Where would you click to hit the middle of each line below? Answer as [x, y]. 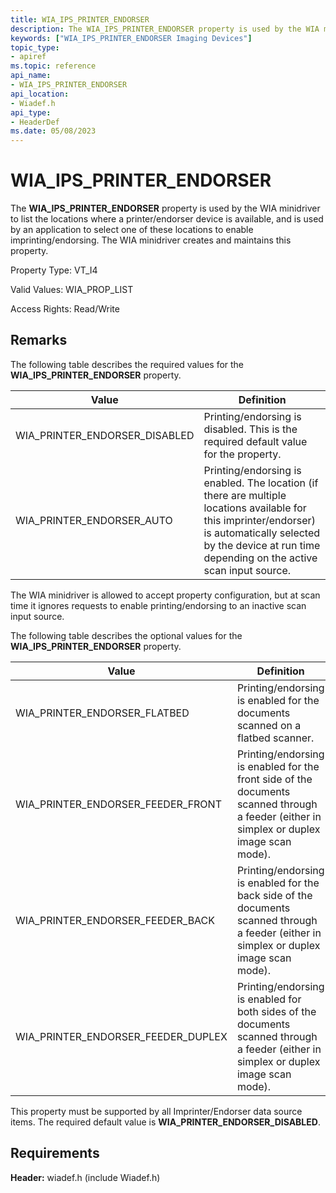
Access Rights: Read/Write [65, 309]
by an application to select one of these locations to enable [132, 230]
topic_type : [35, 47]
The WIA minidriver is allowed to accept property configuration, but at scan [165, 595]
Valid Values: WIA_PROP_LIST [72, 290]
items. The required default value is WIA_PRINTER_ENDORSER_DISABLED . [165, 1122]
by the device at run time [262, 545]
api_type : [31, 112]
